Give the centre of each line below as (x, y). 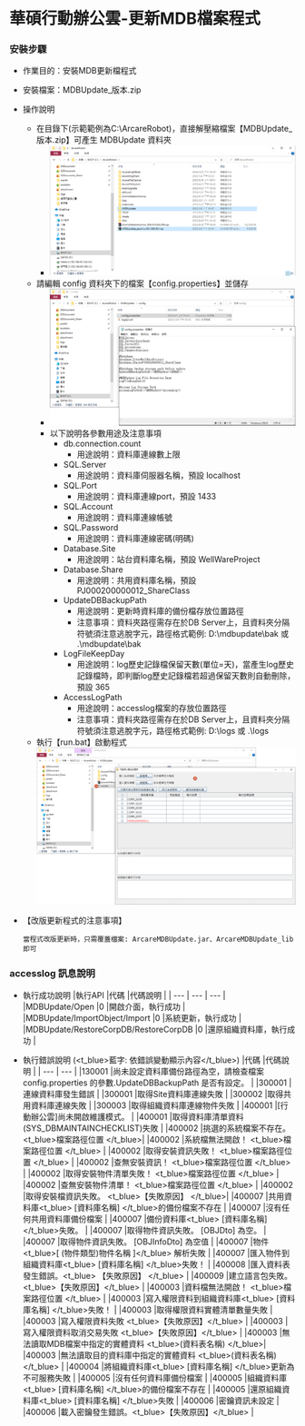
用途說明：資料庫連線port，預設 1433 (146, 496)
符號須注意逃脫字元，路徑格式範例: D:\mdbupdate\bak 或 (182, 633)
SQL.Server (85, 464)
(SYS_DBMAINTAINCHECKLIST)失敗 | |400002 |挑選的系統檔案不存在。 (157, 1128)
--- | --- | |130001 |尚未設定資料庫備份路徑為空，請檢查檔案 (153, 1071)
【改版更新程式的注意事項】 (74, 921)
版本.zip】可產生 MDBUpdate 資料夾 (104, 140)
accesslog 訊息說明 (52, 974)
